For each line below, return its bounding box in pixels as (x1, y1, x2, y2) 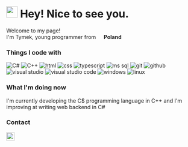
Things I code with (6, 48, 61, 56)
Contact (6, 118, 31, 127)
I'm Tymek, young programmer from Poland (6, 33, 122, 40)
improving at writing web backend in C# (6, 103, 105, 110)
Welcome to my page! (6, 27, 61, 34)
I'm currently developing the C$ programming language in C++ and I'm (6, 97, 183, 104)
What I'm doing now (6, 83, 66, 92)
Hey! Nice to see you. (20, 7, 130, 21)
